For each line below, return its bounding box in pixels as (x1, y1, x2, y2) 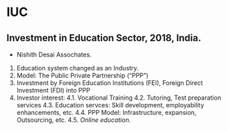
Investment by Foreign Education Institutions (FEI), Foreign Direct (16, 79, 203, 87)
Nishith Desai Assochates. (16, 50, 92, 59)
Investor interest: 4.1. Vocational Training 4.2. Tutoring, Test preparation (16, 93, 222, 102)
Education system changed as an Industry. (16, 64, 139, 72)
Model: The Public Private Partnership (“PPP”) (16, 71, 149, 79)
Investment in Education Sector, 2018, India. (6, 32, 202, 44)
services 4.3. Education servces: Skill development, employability (16, 101, 204, 109)
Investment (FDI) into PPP (16, 86, 91, 94)
